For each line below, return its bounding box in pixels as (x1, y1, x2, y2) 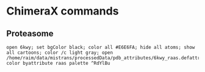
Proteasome (6, 28, 54, 39)
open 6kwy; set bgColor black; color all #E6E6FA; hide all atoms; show (6, 44, 195, 50)
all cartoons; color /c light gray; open (6, 50, 113, 56)
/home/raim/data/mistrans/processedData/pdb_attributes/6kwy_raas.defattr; (6, 55, 203, 61)
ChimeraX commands (6, 4, 119, 18)
